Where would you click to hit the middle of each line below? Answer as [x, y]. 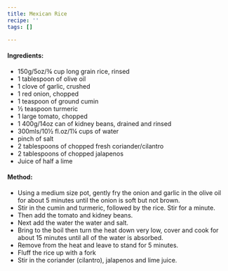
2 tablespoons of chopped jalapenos [71, 153]
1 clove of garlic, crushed [54, 86]
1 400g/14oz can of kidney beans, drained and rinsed [94, 123]
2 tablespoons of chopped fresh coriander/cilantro [90, 146]
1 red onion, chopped [48, 94]
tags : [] [20, 27]
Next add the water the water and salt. [73, 222]
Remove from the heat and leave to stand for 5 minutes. [98, 245]
